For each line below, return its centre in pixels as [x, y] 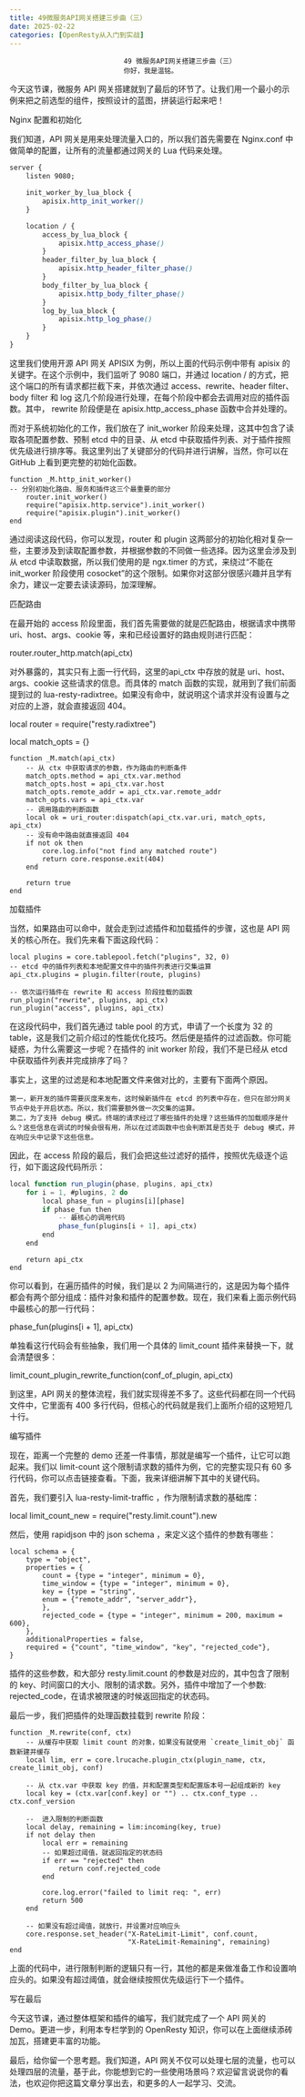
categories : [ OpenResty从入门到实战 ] [77, 35]
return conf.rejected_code [109, 1868]
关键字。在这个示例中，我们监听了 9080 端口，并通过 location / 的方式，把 [149, 374]
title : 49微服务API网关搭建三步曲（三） [78, 18]
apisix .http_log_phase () [105, 320]
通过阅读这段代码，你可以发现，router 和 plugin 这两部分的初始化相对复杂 [147, 539]
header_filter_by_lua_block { [99, 260]
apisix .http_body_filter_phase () [121, 294]
